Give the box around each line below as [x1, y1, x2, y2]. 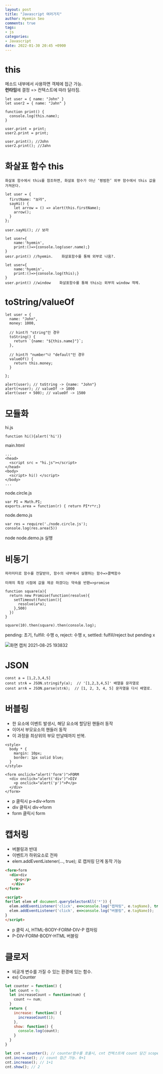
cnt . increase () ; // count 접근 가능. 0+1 [5, 1055, 86, 1060]
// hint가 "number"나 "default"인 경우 [9, 352, 85, 357]
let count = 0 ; [9, 988, 40, 993]
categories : [5, 34, 29, 39]
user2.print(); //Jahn [5, 143, 51, 148]
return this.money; [14, 361, 53, 366]
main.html [5, 443, 25, 448]
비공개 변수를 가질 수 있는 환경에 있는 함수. [12, 969, 93, 975]
